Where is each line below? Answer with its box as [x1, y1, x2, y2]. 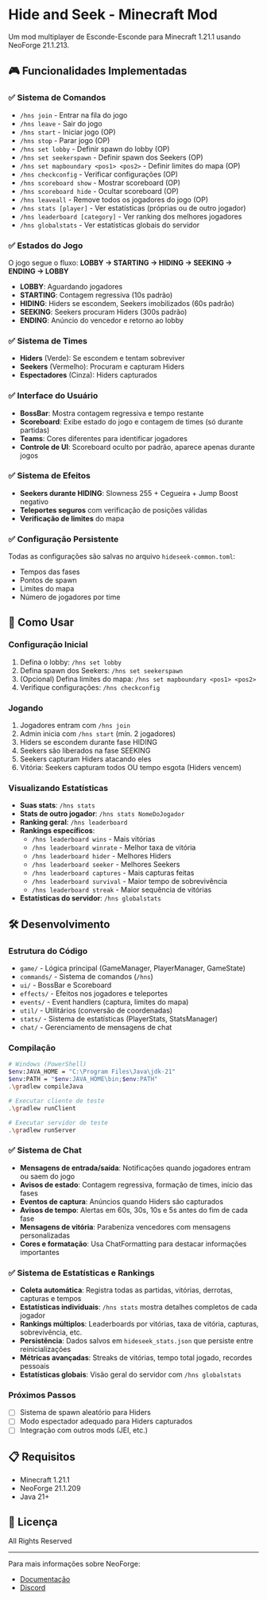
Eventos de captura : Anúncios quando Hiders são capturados [19, 1196, 224, 1206]
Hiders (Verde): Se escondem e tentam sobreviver [19, 354, 185, 363]
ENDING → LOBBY [8, 266, 69, 276]
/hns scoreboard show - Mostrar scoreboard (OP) [19, 177, 181, 188]
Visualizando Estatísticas [8, 783, 109, 794]
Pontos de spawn [19, 575, 77, 585]
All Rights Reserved [8, 1536, 72, 1546]
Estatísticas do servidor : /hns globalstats [19, 893, 161, 903]
